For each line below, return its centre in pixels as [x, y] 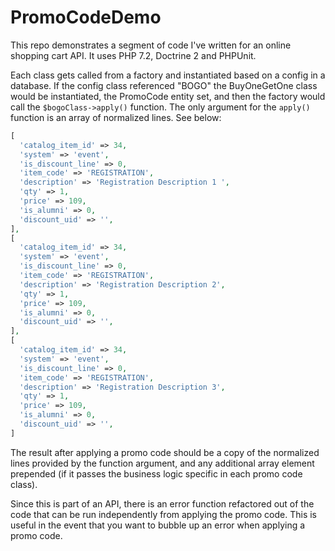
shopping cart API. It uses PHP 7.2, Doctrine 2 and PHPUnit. [133, 55]
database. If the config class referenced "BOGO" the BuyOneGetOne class [164, 85]
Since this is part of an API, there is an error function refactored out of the [162, 503]
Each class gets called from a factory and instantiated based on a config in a [168, 75]
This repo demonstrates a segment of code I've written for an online [151, 45]
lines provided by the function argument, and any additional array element [162, 463]
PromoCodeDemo [86, 17]
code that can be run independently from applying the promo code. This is [163, 514]
